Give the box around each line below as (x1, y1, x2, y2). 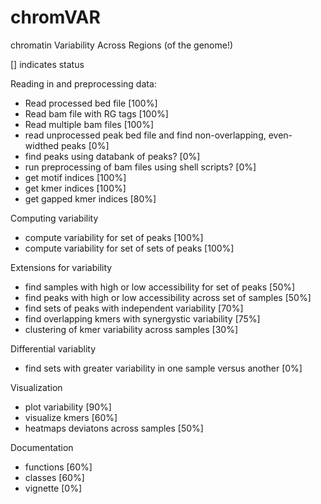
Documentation (10, 441, 74, 453)
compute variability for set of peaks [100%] (24, 231, 204, 243)
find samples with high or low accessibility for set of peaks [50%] (24, 281, 296, 293)
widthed (24, 139, 60, 151)
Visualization (10, 381, 63, 393)
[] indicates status (10, 58, 85, 70)
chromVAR (10, 6, 101, 29)
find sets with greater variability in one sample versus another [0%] (24, 362, 303, 374)
